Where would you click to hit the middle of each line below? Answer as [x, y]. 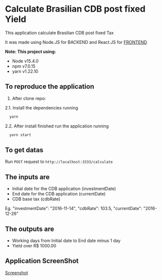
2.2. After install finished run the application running [57, 126]
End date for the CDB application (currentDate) [59, 194]
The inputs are [27, 177]
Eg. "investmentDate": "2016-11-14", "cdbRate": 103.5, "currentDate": [74, 209]
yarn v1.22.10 [25, 71]
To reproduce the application [50, 87]
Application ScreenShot [42, 261]
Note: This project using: [31, 52]
